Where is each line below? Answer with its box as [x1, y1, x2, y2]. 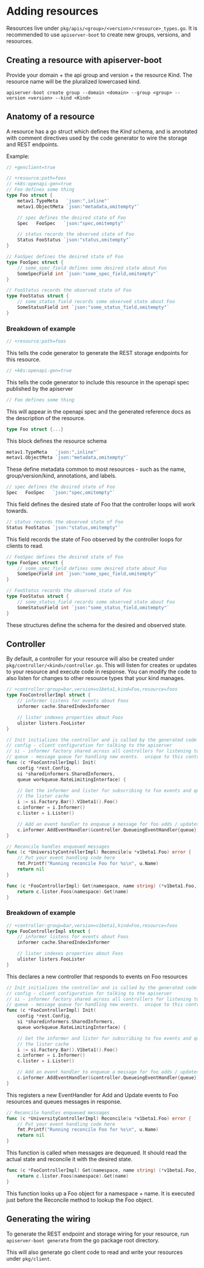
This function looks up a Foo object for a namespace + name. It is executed [6, 1189, 195, 1197]
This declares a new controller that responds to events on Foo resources [6, 973, 188, 980]
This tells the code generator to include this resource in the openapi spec [6, 378, 189, 385]
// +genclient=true [6, 164, 56, 170]
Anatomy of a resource [6, 112, 95, 122]
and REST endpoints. [6, 140, 59, 148]
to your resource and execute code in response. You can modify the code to [6, 668, 197, 675]
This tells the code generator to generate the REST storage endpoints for [6, 349, 188, 356]
